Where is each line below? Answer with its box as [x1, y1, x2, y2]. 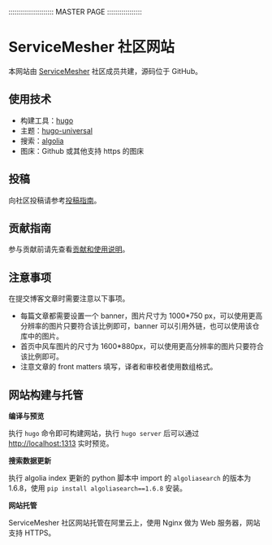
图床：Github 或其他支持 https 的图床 [19, 146, 145, 155]
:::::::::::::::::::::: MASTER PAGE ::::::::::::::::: [8, 7, 142, 16]
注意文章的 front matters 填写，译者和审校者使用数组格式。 [19, 362, 218, 372]
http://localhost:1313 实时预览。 [8, 438, 114, 448]
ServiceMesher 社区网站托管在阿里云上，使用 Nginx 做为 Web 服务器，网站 [8, 518, 261, 527]
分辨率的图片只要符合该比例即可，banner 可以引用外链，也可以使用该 [19, 321, 253, 331]
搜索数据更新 [8, 456, 51, 465]
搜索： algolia [19, 136, 64, 146]
